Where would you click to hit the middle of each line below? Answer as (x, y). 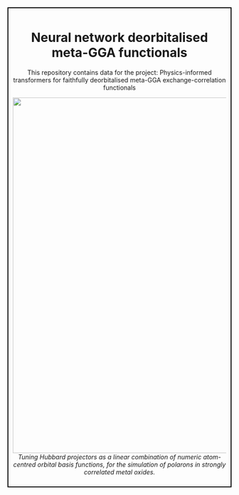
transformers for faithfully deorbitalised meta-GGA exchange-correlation (119, 80)
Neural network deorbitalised (119, 38)
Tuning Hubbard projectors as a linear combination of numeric (110, 457)
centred (25, 464)
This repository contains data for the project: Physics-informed (119, 72)
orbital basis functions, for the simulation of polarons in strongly (132, 464)
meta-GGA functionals (119, 53)
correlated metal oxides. (119, 472)
